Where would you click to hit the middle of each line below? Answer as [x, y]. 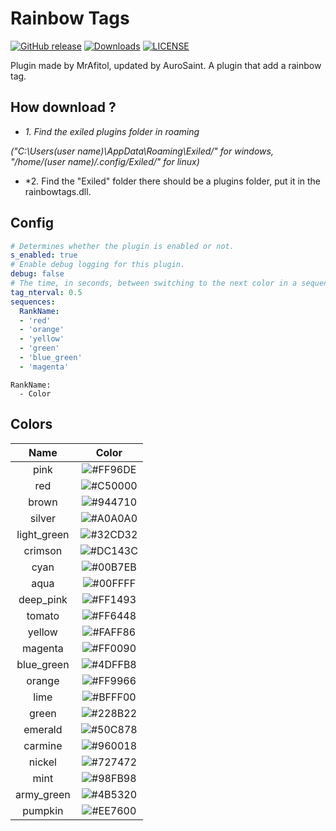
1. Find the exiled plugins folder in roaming [112, 131]
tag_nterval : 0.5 [46, 292]
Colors [31, 424]
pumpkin [43, 810]
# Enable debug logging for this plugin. [98, 265]
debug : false [37, 274]
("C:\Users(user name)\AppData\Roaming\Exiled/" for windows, [142, 151]
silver [43, 518]
